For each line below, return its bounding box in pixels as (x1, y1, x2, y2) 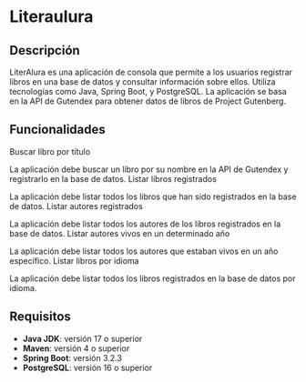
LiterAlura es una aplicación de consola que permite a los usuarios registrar (9, 66, 293, 77)
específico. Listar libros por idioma (9, 255, 139, 266)
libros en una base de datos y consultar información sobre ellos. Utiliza (9, 76, 276, 87)
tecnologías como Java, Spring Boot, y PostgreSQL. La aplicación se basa (9, 86, 287, 96)
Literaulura (9, 6, 94, 27)
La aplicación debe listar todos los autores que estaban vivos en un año (9, 246, 279, 256)
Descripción (9, 43, 80, 58)
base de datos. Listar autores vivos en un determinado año (9, 227, 230, 238)
